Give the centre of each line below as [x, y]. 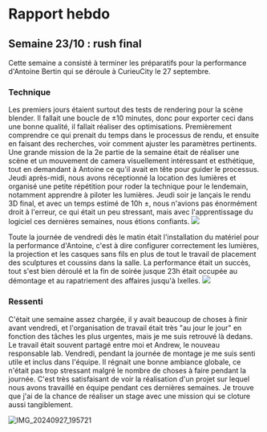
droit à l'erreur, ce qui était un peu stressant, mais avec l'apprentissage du [131, 212]
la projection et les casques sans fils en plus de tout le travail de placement [132, 255]
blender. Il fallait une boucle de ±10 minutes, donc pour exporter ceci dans [131, 118]
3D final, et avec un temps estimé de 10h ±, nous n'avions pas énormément [133, 204]
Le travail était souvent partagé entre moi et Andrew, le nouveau [114, 344]
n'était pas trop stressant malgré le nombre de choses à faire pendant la [127, 370]
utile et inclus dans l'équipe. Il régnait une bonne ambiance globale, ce [125, 361]
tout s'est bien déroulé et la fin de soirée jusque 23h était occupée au [123, 271]
